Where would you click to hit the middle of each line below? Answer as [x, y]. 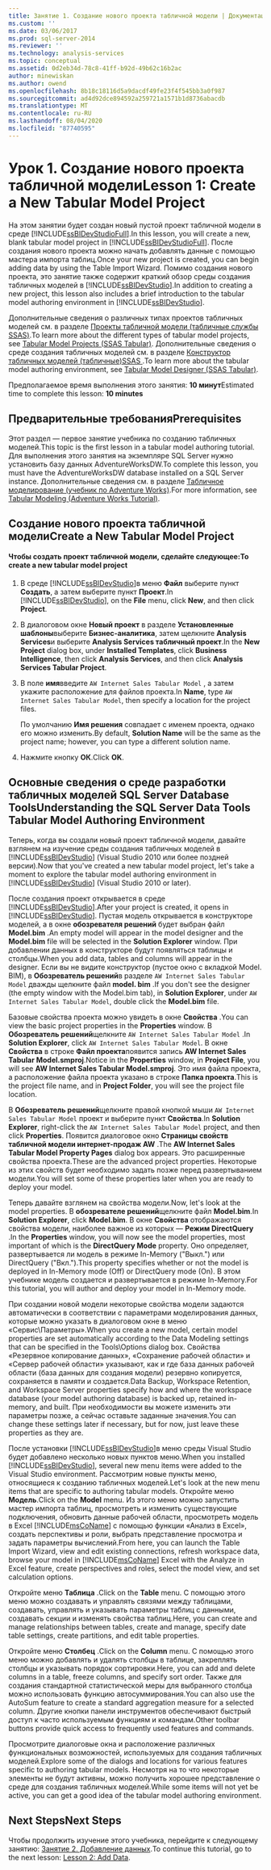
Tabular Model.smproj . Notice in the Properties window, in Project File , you [134, 1060]
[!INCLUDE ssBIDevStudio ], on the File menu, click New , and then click [137, 600]
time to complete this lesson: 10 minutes [76, 393]
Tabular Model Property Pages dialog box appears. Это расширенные [127, 1153]
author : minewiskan [41, 76]
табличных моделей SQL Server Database [119, 795]
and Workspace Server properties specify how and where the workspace [130, 1390]
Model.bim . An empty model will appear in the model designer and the [126, 932]
